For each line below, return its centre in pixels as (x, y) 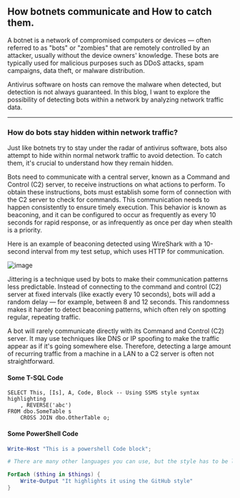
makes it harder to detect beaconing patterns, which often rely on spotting (117, 309)
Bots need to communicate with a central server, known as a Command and (119, 177)
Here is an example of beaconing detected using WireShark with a (105, 244)
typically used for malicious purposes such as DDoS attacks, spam (106, 63)
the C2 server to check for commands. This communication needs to (109, 200)
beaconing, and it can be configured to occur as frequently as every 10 (112, 215)
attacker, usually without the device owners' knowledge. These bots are (113, 55)
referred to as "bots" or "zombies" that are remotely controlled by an (108, 48)
